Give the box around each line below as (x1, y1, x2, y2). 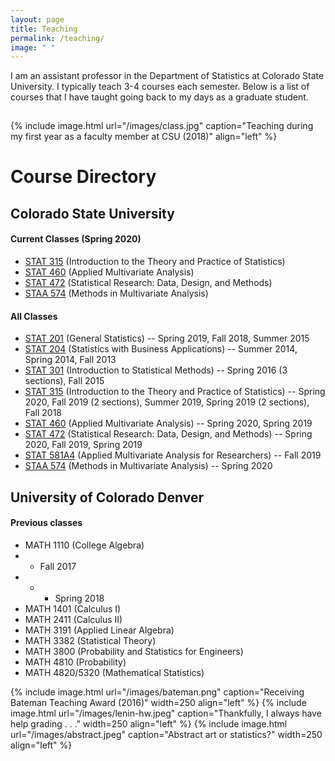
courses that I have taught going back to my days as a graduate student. (10, 91, 309, 103)
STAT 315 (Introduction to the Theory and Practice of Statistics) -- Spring (24, 386, 326, 398)
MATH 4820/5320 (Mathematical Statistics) (24, 666, 205, 678)
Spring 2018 (54, 592, 105, 604)
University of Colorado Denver (10, 489, 205, 506)
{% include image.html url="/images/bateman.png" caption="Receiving (10, 686, 305, 698)
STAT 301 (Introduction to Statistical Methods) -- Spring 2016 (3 (24, 364, 288, 376)
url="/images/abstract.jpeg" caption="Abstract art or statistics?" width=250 (10, 728, 323, 740)
